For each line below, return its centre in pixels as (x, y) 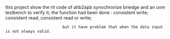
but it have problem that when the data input (113, 27)
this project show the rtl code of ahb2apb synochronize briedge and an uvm (85, 7)
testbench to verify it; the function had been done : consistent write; (77, 12)
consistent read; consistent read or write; (48, 18)
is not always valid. (28, 31)
